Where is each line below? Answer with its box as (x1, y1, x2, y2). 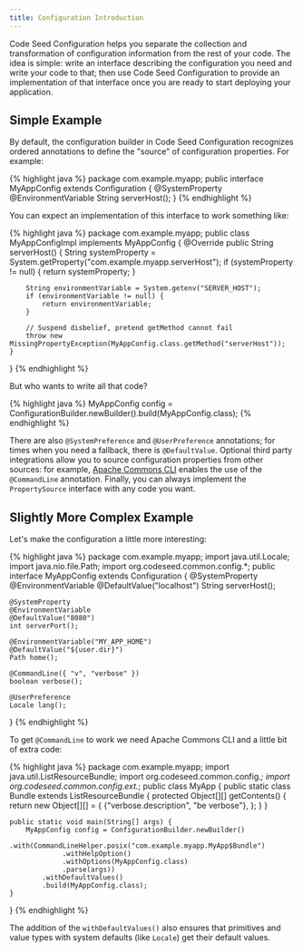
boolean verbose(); (9, 677, 83, 686)
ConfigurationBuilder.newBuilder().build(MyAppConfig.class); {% (9, 408, 252, 419)
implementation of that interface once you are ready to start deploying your (9, 76, 291, 87)
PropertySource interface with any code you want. (9, 483, 196, 494)
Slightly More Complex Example (9, 510, 194, 525)
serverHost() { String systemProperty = (9, 247, 157, 258)
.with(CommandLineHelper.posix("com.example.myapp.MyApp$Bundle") (9, 841, 266, 850)
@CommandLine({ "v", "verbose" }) (9, 669, 141, 678)
